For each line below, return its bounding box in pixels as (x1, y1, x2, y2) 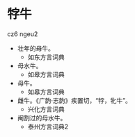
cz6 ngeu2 (7, 29, 38, 38)
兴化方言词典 (27, 105, 65, 113)
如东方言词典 (27, 53, 65, 61)
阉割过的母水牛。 (17, 113, 67, 122)
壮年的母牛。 (17, 44, 54, 52)
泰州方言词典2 (27, 122, 69, 131)
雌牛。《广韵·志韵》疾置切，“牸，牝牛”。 (17, 96, 132, 104)
